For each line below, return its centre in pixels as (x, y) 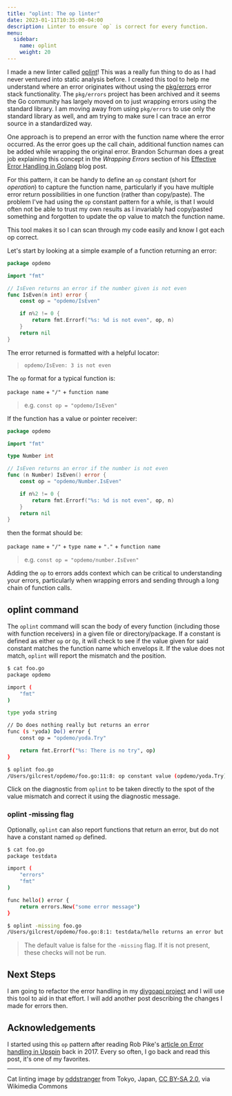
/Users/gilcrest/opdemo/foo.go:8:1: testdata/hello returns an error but (116, 932)
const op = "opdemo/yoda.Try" (63, 738)
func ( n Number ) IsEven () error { (57, 475)
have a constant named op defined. (57, 837)
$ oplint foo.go (30, 769)
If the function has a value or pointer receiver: (72, 418)
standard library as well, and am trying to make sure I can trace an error (109, 116)
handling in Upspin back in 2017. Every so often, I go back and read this (109, 1051)
